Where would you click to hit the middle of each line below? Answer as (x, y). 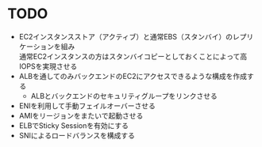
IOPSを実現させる (48, 66)
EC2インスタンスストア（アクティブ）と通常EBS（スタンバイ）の (126, 36)
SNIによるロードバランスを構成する (77, 135)
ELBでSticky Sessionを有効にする (73, 125)
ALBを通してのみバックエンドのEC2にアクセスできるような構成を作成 (133, 76)
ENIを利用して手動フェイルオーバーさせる (87, 106)
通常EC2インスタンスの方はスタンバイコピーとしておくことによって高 (133, 56)
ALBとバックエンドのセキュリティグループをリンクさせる (124, 96)
